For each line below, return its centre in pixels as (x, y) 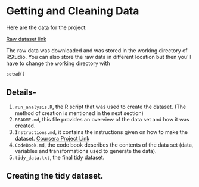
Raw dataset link (26, 39)
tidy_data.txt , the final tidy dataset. (60, 157)
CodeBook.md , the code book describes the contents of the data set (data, (104, 145)
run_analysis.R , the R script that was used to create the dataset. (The (100, 107)
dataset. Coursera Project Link (52, 138)
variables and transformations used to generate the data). (85, 151)
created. (25, 126)
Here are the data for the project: (47, 27)
